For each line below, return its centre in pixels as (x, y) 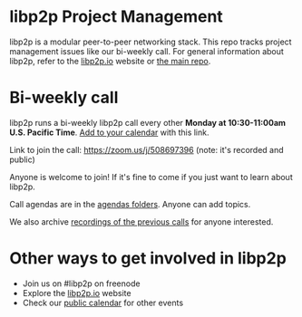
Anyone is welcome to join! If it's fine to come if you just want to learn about (151, 177)
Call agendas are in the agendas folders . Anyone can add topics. (130, 204)
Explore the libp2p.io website (77, 293)
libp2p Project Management (117, 17)
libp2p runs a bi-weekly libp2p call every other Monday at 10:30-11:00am (148, 122)
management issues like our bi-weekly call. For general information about (146, 51)
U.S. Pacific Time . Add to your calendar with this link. (109, 132)
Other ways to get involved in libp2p (148, 259)
